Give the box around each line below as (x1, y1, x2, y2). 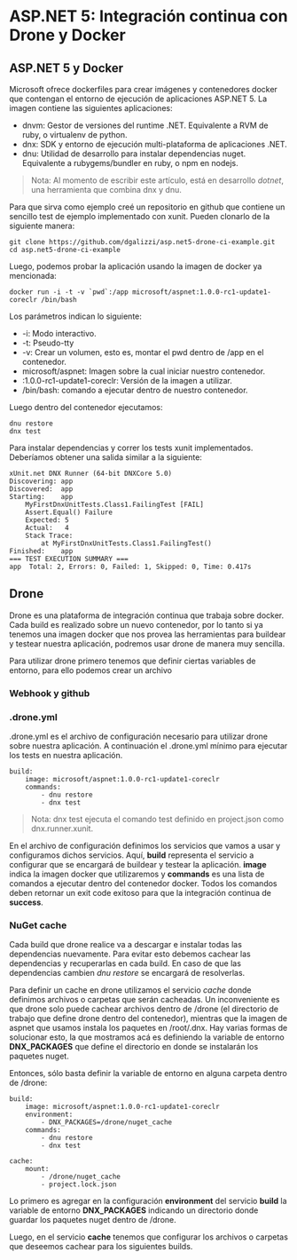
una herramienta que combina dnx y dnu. (30, 185, 182, 194)
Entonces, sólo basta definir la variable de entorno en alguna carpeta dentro (9, 1068, 288, 1079)
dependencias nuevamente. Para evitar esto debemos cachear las (9, 948, 251, 960)
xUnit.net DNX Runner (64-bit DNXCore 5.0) (9, 469, 173, 478)
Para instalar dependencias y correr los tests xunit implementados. (9, 442, 254, 453)
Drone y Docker (9, 25, 126, 45)
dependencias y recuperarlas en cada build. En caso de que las (9, 958, 242, 969)
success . (9, 897, 44, 907)
